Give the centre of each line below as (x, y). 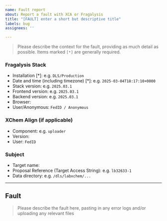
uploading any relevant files (46, 213)
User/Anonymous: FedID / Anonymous (50, 107)
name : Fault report (25, 10)
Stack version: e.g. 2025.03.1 (42, 86)
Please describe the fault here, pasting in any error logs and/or (82, 208)
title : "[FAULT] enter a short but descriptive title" (63, 19)
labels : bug (17, 24)
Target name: (26, 165)
